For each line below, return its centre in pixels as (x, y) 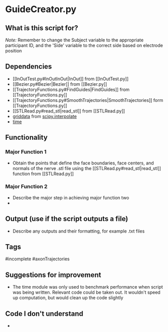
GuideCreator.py (41, 9)
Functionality (26, 137)
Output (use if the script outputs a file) (67, 219)
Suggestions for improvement (53, 275)
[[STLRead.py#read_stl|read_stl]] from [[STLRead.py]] (69, 111)
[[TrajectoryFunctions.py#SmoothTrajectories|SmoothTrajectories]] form (88, 100)
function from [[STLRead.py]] (43, 174)
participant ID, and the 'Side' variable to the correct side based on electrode (84, 45)
